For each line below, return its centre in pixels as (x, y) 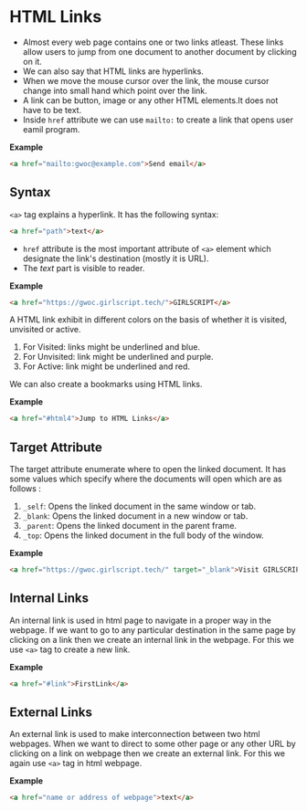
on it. (32, 61)
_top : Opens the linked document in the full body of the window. (143, 535)
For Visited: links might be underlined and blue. (111, 347)
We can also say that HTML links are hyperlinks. (113, 71)
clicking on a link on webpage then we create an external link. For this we (148, 753)
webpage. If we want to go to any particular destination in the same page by (153, 630)
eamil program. (51, 129)
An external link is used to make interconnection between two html (135, 734)
